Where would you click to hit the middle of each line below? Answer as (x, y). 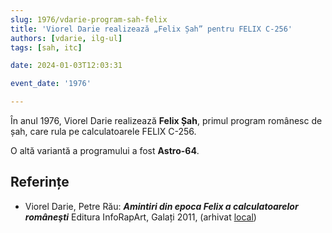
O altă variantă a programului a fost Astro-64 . (105, 150)
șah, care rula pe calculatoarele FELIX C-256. (103, 131)
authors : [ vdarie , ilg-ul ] (66, 38)
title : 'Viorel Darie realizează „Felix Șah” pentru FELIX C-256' (151, 29)
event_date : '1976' (51, 84)
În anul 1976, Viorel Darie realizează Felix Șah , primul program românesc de (166, 120)
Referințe (40, 182)
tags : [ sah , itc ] (46, 47)
